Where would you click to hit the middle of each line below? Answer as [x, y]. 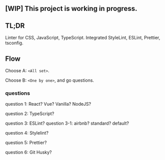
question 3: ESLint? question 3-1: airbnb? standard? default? [67, 123]
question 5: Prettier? [26, 143]
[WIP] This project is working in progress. [71, 9]
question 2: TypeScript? [30, 114]
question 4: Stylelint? [27, 133]
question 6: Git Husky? [28, 153]
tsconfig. [14, 43]
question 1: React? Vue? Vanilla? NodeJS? [48, 104]
